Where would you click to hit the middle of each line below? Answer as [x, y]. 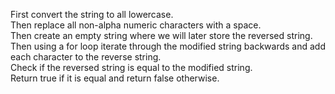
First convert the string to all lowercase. [92, 14]
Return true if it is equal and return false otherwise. [115, 78]
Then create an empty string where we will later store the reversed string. [161, 35]
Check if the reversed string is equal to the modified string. [131, 67]
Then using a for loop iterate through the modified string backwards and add [168, 46]
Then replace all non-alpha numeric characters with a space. [136, 25]
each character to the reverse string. [86, 57]
